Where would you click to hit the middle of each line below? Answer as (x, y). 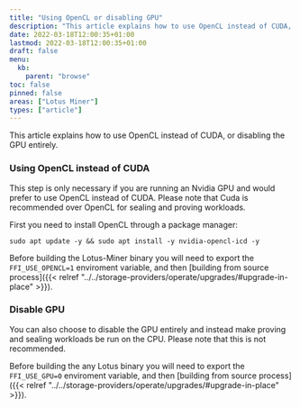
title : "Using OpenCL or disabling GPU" (86, 18)
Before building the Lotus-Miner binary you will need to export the (132, 258)
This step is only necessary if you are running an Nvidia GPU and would (142, 188)
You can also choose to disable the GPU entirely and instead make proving (148, 329)
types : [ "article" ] (46, 110)
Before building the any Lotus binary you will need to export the (127, 366)
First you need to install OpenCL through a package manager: (124, 224)
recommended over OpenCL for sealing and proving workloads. (127, 207)
